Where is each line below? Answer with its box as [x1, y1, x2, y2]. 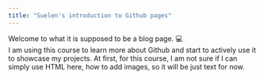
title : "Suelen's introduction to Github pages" [8, 11, 172, 20]
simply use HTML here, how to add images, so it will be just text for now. [8, 62, 245, 71]
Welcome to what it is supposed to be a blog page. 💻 [8, 33, 183, 43]
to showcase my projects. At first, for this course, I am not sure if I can [8, 53, 238, 63]
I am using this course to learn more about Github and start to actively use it [8, 45, 256, 55]
